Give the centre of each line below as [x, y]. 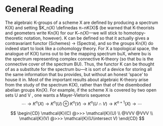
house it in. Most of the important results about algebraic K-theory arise [77, 80]
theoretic [14, 38]
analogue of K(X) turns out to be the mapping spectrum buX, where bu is [78, 53]
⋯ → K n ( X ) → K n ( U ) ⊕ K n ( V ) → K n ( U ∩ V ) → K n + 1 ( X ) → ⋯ [82, 103]
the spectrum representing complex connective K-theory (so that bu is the [79, 59]
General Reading [39, 9]
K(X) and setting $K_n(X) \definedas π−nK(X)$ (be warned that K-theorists [80, 27]
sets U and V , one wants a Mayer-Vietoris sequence [58, 95]
